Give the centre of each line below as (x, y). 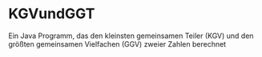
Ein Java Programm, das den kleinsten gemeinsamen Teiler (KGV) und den (131, 36)
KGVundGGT (52, 14)
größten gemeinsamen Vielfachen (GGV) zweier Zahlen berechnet (117, 44)
